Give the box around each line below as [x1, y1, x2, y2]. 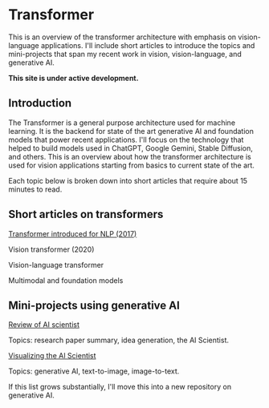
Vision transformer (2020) [8, 244, 95, 254]
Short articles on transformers [8, 208, 164, 221]
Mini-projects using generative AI [8, 298, 181, 312]
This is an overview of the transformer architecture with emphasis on [8, 32, 237, 42]
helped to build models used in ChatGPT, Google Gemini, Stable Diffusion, [8, 143, 253, 153]
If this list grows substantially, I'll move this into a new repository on [8, 382, 231, 392]
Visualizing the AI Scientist [8, 351, 96, 361]
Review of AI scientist [8, 320, 80, 329]
